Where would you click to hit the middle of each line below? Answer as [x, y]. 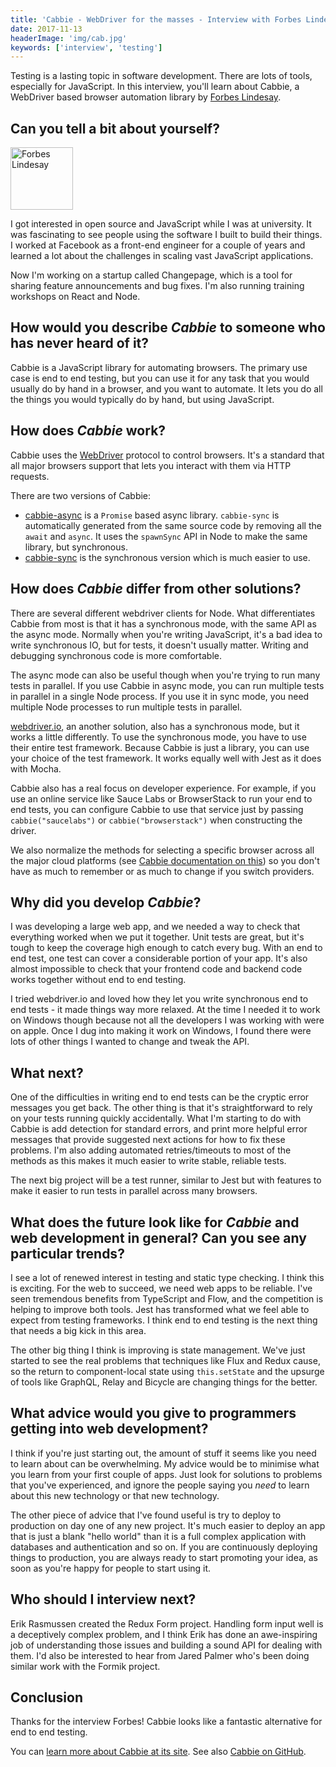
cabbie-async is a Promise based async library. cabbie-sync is [152, 515]
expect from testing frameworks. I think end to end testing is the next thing [164, 1320]
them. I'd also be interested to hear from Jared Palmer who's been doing [160, 1655]
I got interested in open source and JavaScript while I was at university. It [161, 224]
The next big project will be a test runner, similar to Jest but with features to [166, 1180]
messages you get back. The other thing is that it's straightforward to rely [161, 1108]
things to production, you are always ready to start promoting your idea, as [164, 1557]
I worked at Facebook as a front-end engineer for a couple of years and [158, 245]
